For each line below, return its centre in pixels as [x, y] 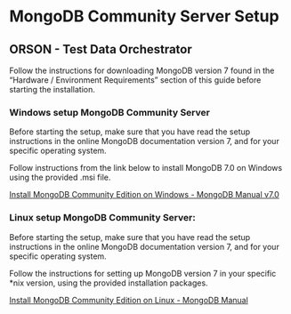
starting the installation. [52, 89]
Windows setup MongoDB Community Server [110, 112]
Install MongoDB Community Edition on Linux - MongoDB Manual [129, 300]
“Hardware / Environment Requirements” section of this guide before [135, 80]
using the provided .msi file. [60, 177]
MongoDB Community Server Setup [144, 16]
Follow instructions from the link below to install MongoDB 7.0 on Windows [146, 168]
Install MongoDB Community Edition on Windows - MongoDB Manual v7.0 [145, 195]
